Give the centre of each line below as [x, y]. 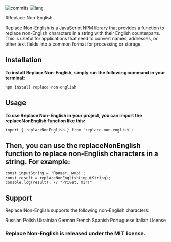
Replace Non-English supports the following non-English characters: [77, 210]
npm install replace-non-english [41, 87]
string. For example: [38, 162]
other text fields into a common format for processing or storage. [74, 44]
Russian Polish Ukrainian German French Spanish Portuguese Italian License [86, 221]
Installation [23, 60]
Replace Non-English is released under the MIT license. [76, 234]
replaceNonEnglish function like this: [45, 121]
